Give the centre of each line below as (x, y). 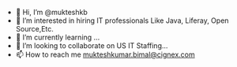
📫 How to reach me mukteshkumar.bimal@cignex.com (105, 54)
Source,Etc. (34, 29)
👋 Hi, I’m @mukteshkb (52, 12)
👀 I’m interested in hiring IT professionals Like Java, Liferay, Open (122, 20)
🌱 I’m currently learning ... (58, 37)
